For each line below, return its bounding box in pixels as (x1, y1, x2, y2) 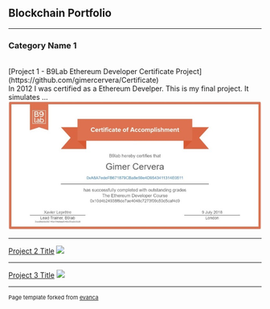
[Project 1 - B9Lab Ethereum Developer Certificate (8, 67, 174, 76)
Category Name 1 (8, 39, 77, 51)
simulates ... (8, 93, 48, 102)
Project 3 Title (8, 270, 55, 280)
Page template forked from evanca (8, 293, 99, 301)
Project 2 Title (8, 245, 55, 256)
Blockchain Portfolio (8, 6, 112, 20)
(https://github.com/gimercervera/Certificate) (8, 76, 159, 85)
